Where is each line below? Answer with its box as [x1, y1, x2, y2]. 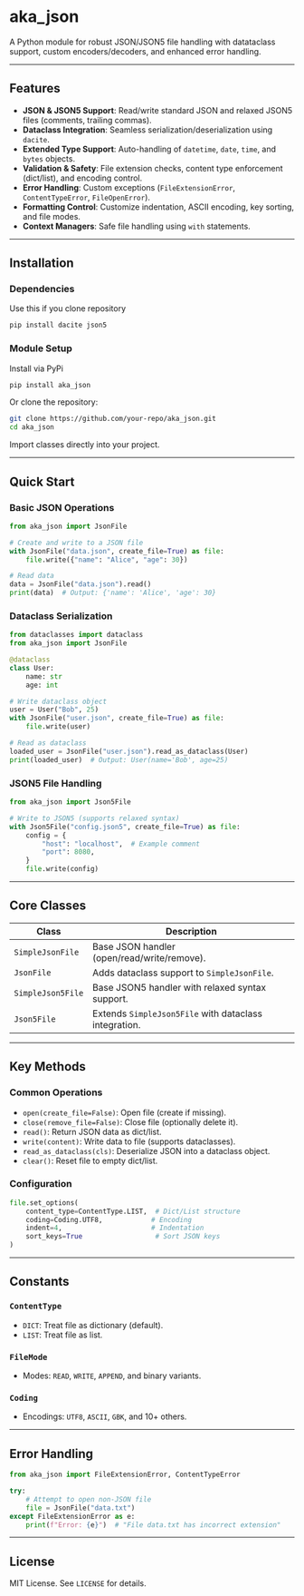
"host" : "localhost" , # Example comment [42, 839, 201, 848]
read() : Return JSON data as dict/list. [22, 1126, 162, 1137]
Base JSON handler [91, 940, 176, 953]
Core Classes [9, 898, 87, 914]
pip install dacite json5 [9, 320, 107, 330]
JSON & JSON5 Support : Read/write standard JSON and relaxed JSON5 [22, 104, 292, 115]
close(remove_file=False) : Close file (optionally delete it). [22, 1116, 239, 1127]
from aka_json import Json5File [9, 798, 131, 807]
